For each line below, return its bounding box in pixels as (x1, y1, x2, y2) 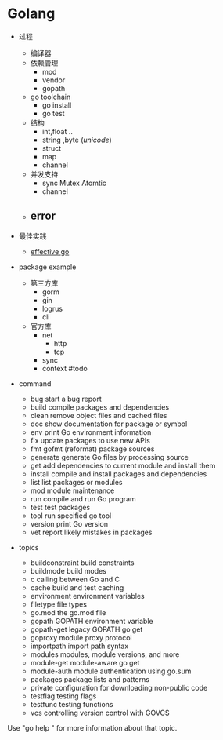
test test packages (30, 502, 91, 512)
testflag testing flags (30, 691, 97, 701)
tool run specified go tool (30, 511, 112, 520)
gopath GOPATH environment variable (30, 616, 153, 625)
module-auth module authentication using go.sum (30, 666, 192, 676)
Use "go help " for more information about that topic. (7, 723, 178, 732)
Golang (7, 5, 56, 23)
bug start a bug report (30, 394, 103, 403)
